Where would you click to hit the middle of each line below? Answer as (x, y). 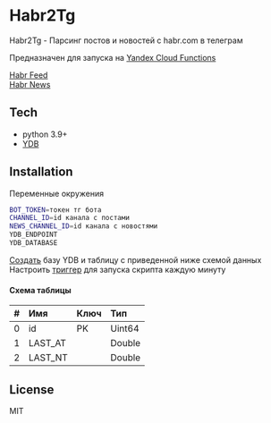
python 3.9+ (45, 134)
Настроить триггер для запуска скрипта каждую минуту (118, 269)
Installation (41, 172)
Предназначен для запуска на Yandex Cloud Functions (113, 57)
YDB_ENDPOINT (34, 235)
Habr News (30, 84)
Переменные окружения (57, 193)
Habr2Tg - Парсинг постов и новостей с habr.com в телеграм (126, 40)
